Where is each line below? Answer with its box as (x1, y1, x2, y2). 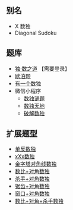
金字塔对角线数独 (14, 160, 57, 168)
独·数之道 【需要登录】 (14, 65, 70, 72)
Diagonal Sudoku (14, 29, 57, 36)
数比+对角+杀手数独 (14, 198, 64, 205)
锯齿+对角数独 (14, 183, 50, 190)
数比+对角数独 (14, 168, 50, 175)
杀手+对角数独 (14, 175, 50, 183)
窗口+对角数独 (14, 190, 50, 198)
